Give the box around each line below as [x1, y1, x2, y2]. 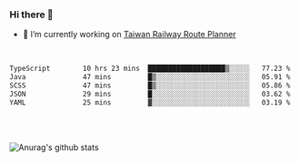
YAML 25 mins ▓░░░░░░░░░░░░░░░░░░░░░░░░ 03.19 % [9, 97, 291, 107]
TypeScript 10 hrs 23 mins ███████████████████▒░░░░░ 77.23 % [9, 64, 291, 74]
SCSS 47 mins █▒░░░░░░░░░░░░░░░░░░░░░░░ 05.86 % [9, 81, 291, 90]
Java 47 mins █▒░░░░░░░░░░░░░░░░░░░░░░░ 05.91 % [9, 73, 291, 82]
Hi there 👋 [9, 8, 55, 21]
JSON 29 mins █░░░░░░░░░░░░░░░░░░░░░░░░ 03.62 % [9, 89, 291, 98]
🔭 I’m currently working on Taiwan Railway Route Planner [22, 29, 236, 40]
